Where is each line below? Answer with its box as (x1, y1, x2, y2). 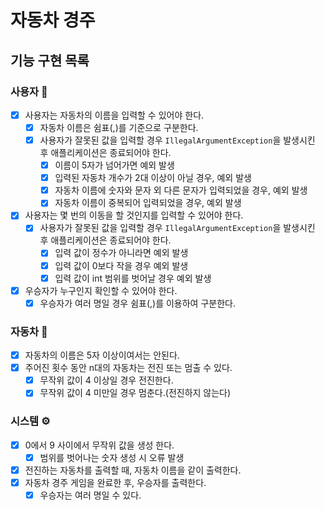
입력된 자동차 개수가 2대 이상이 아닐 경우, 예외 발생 (54, 172, 252, 184)
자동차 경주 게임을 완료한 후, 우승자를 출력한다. (24, 476, 207, 488)
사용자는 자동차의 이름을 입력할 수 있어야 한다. (24, 109, 205, 121)
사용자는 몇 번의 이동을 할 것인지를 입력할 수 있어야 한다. (24, 209, 244, 221)
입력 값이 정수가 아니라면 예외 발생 (54, 247, 189, 259)
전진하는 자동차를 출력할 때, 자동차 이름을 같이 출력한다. (24, 464, 242, 476)
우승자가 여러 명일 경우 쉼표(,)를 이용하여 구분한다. (39, 297, 236, 309)
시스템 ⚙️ (10, 414, 51, 428)
